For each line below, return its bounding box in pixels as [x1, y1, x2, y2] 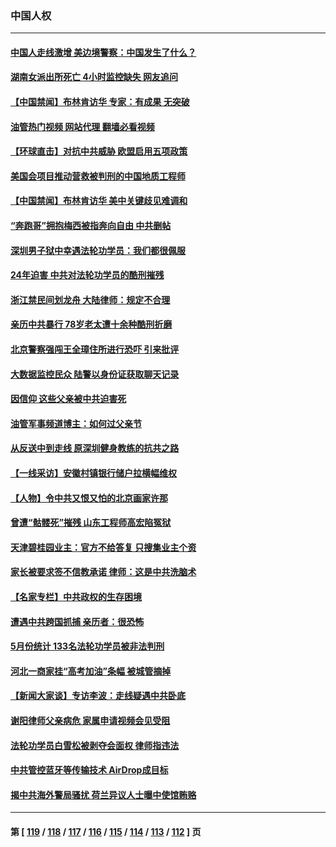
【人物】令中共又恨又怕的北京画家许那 [10, 492, 168, 504]
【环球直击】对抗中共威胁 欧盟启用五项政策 [10, 145, 188, 157]
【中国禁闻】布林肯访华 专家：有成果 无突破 [10, 96, 190, 108]
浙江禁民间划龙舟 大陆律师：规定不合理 [10, 293, 171, 306]
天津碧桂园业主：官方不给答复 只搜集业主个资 [10, 541, 197, 553]
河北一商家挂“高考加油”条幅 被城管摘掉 [10, 665, 172, 677]
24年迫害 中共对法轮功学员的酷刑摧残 [10, 269, 165, 281]
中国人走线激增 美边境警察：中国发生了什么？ [10, 46, 197, 58]
